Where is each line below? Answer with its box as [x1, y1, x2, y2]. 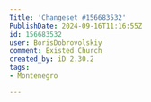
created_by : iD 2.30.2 [9, 55, 94, 64]
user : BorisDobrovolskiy [9, 38, 102, 47]
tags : [9, 64, 30, 72]
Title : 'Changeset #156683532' [9, 13, 127, 22]
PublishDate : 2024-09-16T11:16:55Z [9, 21, 143, 30]
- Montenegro [9, 72, 58, 81]
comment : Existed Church [9, 47, 102, 55]
